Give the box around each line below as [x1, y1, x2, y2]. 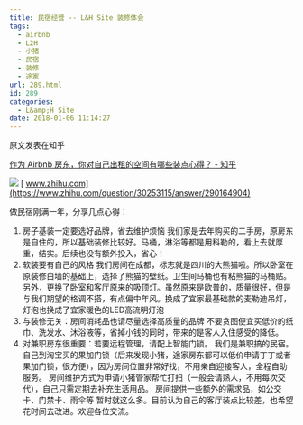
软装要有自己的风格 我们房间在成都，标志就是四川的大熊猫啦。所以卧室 [22, 259, 286, 271]
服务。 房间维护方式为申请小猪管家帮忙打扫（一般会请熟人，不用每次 [22, 372, 278, 383]
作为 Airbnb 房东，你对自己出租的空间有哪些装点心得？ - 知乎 [9, 159, 237, 170]
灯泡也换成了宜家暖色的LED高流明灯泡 [22, 304, 165, 316]
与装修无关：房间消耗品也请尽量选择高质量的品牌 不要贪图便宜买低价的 [22, 316, 286, 327]
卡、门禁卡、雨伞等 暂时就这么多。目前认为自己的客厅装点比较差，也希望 [22, 394, 294, 406]
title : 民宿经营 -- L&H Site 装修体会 [9, 13, 144, 23]
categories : [9, 97, 54, 106]
